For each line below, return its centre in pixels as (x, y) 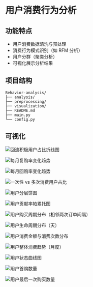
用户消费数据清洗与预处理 (39, 44)
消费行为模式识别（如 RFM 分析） (48, 50)
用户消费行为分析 (41, 10)
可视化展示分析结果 (33, 63)
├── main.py (18, 115)
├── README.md (20, 110)
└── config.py (20, 119)
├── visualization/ (26, 106)
